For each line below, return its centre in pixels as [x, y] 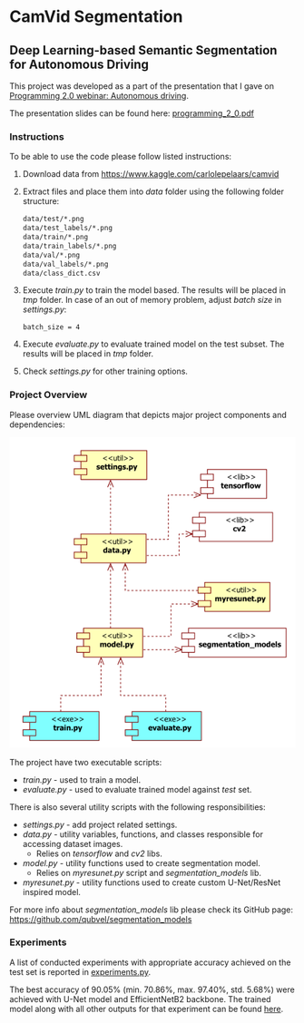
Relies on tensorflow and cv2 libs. [99, 853]
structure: [41, 201]
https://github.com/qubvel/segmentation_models [101, 919]
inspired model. [52, 891]
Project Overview [49, 395]
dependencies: [37, 424]
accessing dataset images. [73, 843]
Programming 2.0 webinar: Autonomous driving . [99, 96]
